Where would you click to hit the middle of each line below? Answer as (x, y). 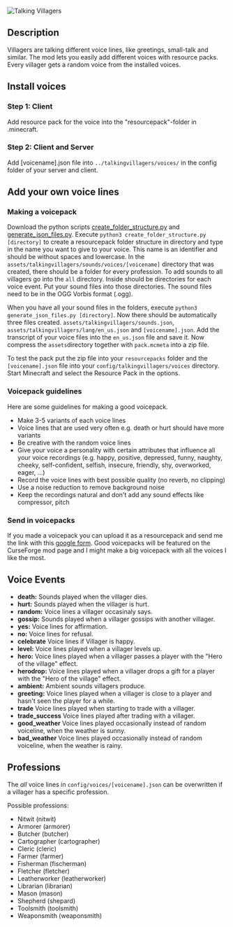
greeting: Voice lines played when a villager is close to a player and (114, 693)
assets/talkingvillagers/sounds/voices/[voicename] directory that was (111, 264)
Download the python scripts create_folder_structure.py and (93, 227)
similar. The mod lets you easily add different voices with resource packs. (113, 57)
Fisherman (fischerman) (52, 863)
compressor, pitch (43, 502)
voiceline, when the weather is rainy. (70, 745)
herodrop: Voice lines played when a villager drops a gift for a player (116, 671)
